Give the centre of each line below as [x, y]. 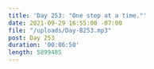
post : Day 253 [32, 38]
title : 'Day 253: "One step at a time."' [78, 15]
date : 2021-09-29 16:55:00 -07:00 [65, 23]
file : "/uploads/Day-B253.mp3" [60, 30]
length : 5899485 [35, 52]
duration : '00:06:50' [44, 45]
